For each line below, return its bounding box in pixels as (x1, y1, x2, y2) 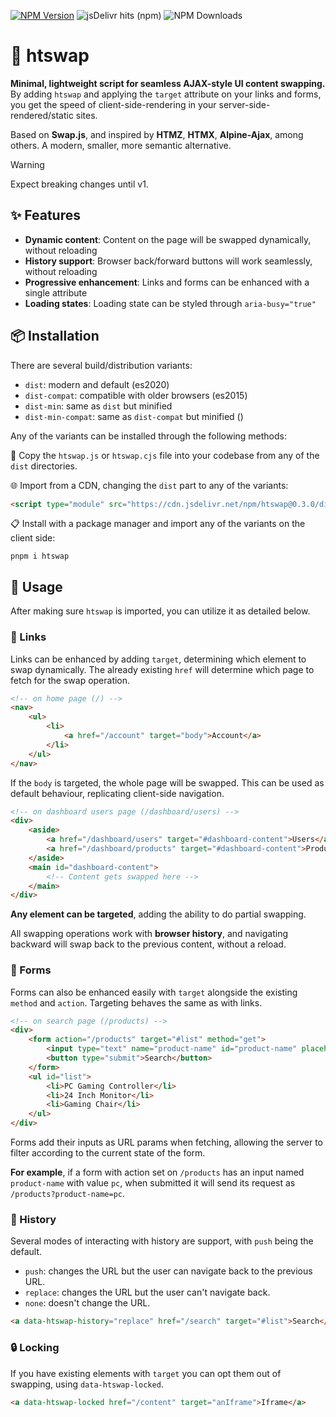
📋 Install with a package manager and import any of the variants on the (10, 518, 306, 530)
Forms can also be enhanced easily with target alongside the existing (10, 986, 298, 998)
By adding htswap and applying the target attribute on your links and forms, (10, 88, 322, 100)
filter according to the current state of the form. (10, 1147, 206, 1159)
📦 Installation (10, 328, 100, 345)
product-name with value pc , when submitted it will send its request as (10, 1177, 296, 1189)
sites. (75, 109, 98, 121)
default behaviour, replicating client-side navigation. (10, 787, 225, 799)
